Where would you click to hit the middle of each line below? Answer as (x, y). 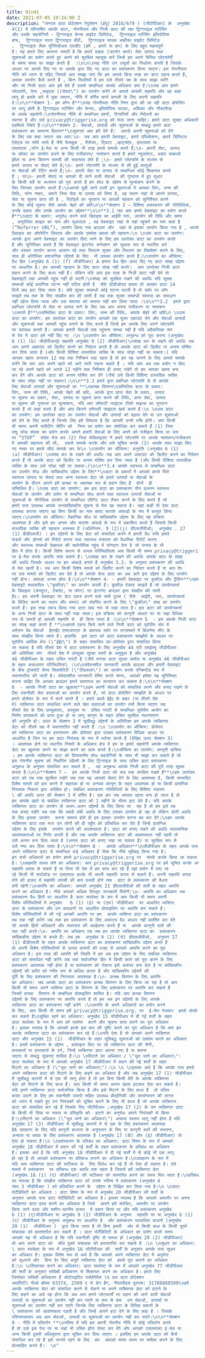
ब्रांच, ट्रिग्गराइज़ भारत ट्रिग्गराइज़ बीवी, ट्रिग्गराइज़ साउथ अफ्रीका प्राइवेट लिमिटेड (86, 40)
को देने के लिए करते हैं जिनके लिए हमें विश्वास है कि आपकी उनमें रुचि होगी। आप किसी (94, 421)
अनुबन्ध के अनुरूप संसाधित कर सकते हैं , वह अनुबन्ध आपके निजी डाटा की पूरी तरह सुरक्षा (98, 767)
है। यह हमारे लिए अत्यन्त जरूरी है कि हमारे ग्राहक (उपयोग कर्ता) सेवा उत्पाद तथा (88, 52)
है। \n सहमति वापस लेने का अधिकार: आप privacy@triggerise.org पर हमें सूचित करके (102, 863)
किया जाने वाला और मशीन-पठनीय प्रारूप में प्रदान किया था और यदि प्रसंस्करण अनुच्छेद (92, 1209)
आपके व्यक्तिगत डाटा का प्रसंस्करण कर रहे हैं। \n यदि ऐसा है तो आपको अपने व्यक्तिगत (91, 1033)
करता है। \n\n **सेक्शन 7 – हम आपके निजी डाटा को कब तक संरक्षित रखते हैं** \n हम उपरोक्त (103, 773)
